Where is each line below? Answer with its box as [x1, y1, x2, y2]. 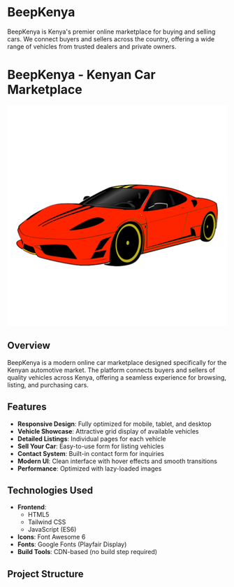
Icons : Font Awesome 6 [17, 533, 86, 541]
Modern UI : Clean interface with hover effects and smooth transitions [17, 457, 218, 465]
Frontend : [17, 503, 47, 511]
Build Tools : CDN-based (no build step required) [17, 548, 158, 556]
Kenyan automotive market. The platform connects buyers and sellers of [7, 366, 215, 374]
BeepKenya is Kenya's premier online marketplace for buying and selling [7, 27, 216, 36]
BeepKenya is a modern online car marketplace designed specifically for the [7, 358, 227, 366]
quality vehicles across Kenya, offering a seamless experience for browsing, [7, 373, 227, 382]
